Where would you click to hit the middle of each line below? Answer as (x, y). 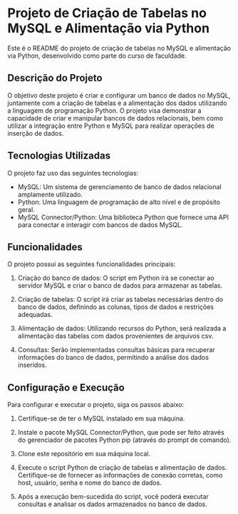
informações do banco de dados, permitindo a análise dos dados (113, 358)
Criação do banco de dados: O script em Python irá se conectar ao (116, 278)
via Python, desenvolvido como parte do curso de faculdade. (97, 56)
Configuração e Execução (66, 387)
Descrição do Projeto (55, 78)
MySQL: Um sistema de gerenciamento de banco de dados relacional (120, 186)
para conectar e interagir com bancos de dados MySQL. (100, 225)
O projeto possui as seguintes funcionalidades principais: (92, 264)
